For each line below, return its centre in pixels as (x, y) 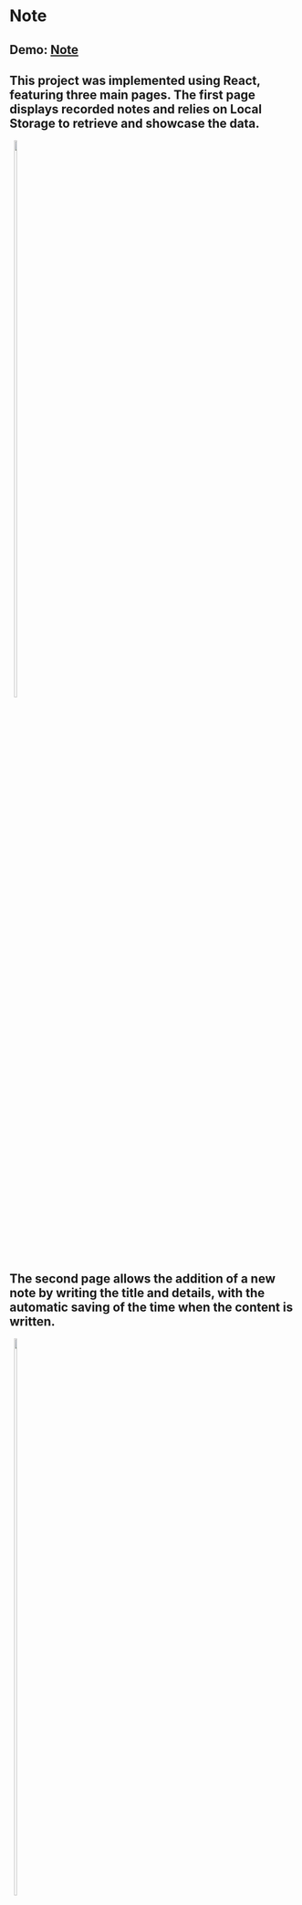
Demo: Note (44, 50)
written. (32, 1321)
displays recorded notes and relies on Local (136, 109)
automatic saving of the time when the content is (151, 1307)
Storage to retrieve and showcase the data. (135, 123)
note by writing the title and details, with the (137, 1293)
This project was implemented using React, (135, 80)
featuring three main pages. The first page (132, 95)
